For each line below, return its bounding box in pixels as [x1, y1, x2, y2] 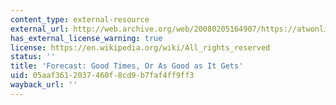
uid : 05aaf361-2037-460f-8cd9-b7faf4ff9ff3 [10, 71, 195, 81]
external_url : [10, 24, 70, 34]
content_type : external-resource [10, 14, 150, 25]
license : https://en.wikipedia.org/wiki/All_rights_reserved [10, 42, 271, 53]
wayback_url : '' [10, 80, 78, 90]
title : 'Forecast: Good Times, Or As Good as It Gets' [10, 61, 244, 71]
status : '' [10, 52, 56, 62]
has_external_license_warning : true [10, 33, 163, 43]
